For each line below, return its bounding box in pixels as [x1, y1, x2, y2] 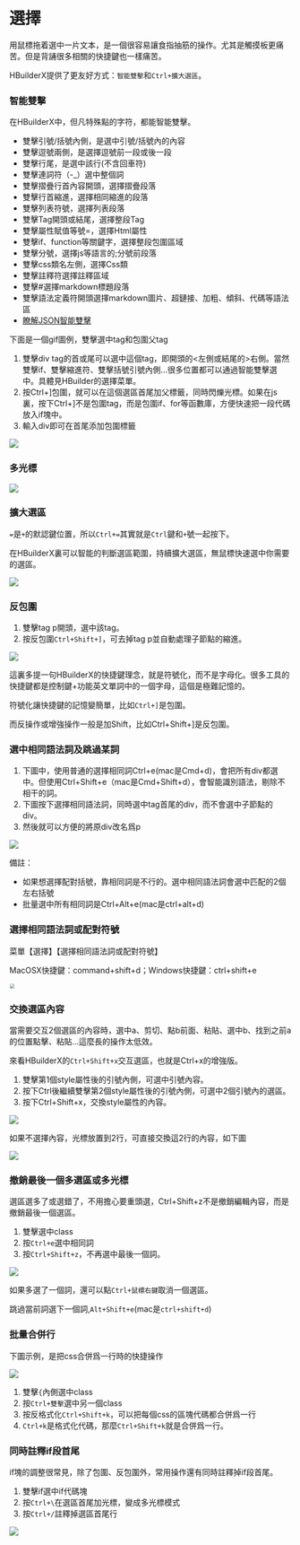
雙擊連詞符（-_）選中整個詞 [21, 170, 124, 180]
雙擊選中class [21, 1226, 73, 1237]
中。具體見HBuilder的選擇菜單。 [21, 376, 141, 387]
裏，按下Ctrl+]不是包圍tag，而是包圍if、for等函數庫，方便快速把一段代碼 [21, 398, 291, 409]
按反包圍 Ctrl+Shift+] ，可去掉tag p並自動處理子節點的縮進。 [21, 633, 247, 644]
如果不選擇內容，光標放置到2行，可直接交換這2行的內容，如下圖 [9, 1132, 247, 1144]
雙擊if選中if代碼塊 [21, 1486, 88, 1497]
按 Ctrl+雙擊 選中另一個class [21, 1397, 123, 1409]
